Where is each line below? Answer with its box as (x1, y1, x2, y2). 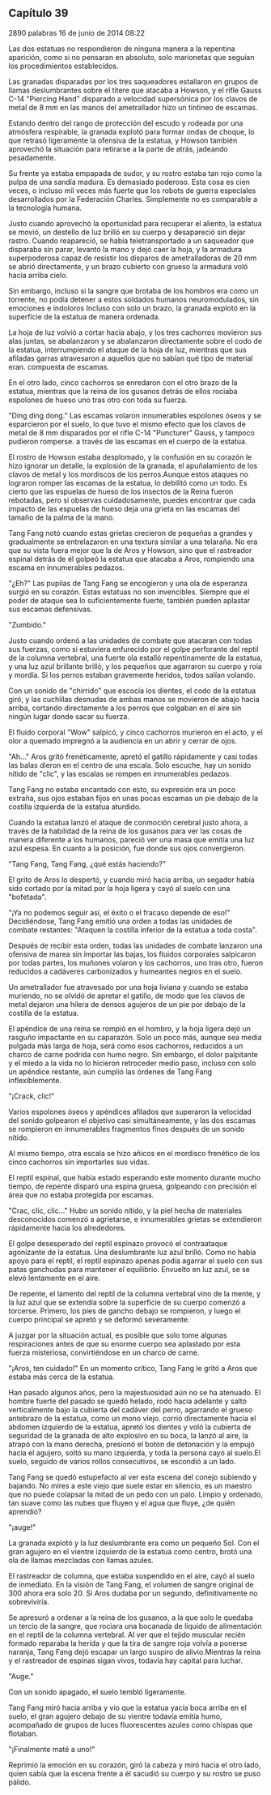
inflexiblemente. (8, 1075, 62, 1085)
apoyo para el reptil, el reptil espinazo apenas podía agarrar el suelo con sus (8, 1256, 263, 1266)
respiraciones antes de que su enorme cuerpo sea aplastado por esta (8, 1339, 241, 1348)
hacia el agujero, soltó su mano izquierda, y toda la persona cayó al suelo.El (8, 1447, 261, 1458)
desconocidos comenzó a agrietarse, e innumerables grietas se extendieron (8, 1214, 262, 1223)
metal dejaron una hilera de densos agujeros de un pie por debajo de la (8, 999, 246, 1009)
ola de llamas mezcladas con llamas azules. (8, 1555, 154, 1565)
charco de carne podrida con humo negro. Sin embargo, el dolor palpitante (8, 1049, 259, 1059)
